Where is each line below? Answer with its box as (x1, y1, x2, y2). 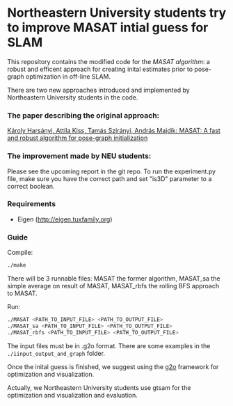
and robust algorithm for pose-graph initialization (7, 134, 148, 142)
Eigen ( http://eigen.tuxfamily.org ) (17, 214, 113, 224)
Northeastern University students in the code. (7, 93, 138, 102)
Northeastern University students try (7, 5, 227, 21)
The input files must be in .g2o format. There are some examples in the (7, 341, 211, 350)
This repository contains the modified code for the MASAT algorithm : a (7, 57, 210, 65)
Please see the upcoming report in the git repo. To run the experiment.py (7, 167, 216, 175)
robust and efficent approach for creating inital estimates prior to (7, 65, 193, 73)
